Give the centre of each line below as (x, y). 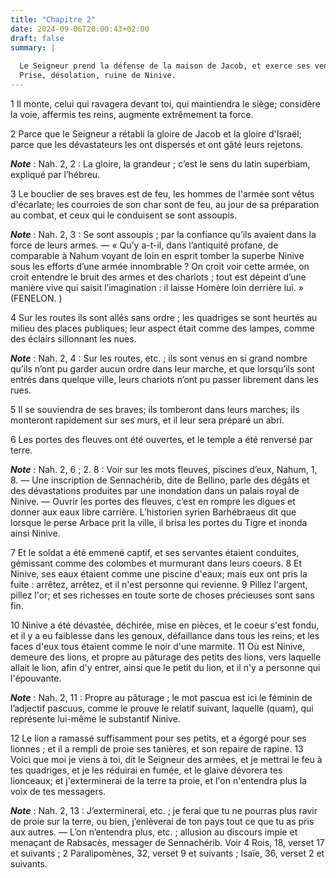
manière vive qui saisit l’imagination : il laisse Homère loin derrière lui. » (157, 287)
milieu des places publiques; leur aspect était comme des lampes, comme (162, 328)
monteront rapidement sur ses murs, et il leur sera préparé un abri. (147, 420)
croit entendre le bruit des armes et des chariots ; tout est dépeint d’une (158, 277)
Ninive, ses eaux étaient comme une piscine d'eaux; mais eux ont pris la (159, 573)
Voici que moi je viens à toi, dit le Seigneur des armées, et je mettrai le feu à (166, 759)
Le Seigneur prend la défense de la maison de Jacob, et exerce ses (165, 66)
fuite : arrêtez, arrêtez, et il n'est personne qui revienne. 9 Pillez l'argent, (159, 584)
